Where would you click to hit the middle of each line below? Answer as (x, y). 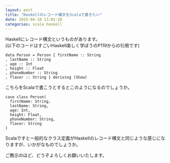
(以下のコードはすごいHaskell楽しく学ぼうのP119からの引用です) (73, 46)
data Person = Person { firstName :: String (53, 55)
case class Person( (26, 97)
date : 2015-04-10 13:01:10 (34, 19)
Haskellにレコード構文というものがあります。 (53, 39)
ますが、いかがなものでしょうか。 (45, 145)
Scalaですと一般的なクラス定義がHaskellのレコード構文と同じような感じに (83, 138)
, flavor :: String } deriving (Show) (46, 77)
